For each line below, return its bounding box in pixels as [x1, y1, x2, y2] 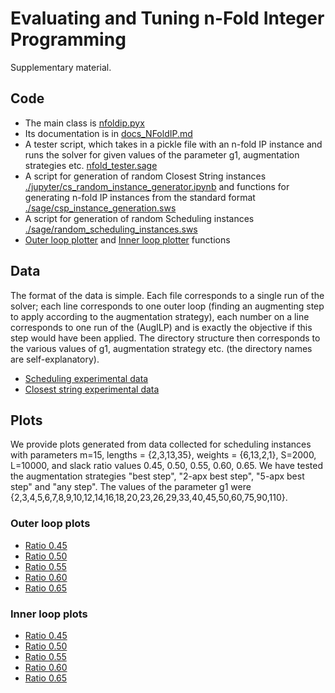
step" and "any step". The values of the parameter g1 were [10, 481, 252, 493]
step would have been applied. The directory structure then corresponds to [10, 332, 321, 344]
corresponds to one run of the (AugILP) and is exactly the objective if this [10, 321, 313, 333]
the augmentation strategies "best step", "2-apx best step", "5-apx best [10, 470, 305, 482]
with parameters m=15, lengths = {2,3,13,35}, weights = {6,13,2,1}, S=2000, [10, 449, 317, 461]
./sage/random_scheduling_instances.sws [24, 223, 198, 235]
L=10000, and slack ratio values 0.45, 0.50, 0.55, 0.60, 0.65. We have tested [10, 460, 324, 472]
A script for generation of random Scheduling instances [24, 212, 255, 224]
